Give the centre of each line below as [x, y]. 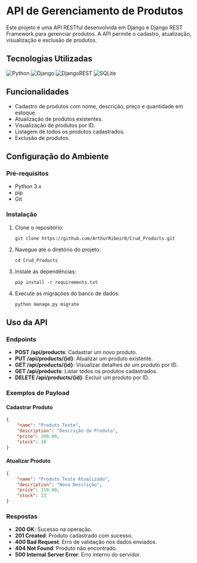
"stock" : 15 [32, 496]
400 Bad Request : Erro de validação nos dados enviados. [86, 542]
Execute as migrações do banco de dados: [67, 293]
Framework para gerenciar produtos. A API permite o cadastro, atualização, [99, 33]
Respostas [22, 516]
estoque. [26, 112]
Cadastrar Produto [30, 407]
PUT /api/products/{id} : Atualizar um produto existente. [84, 359]
